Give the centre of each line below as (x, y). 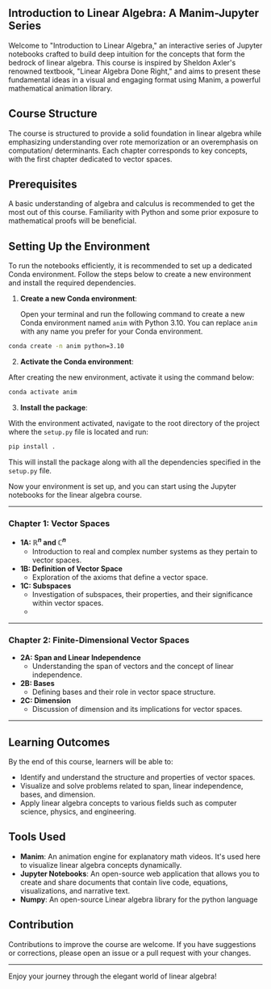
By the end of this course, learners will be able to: (91, 761)
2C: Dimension (45, 701)
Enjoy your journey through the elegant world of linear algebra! (113, 976)
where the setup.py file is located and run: (79, 432)
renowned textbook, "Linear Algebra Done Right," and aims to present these (134, 71)
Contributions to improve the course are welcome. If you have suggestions (132, 944)
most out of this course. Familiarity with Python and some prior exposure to (133, 213)
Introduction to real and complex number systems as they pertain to (145, 551)
